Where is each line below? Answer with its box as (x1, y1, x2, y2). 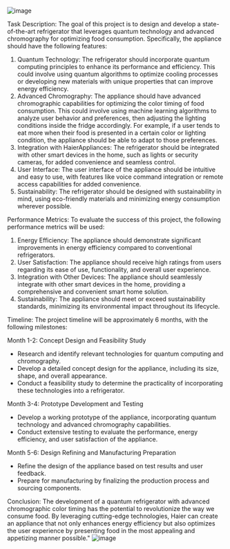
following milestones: (7, 323, 68, 331)
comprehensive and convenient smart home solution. (17, 287, 169, 296)
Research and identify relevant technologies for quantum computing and (17, 349, 224, 358)
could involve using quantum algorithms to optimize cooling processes (17, 70, 219, 78)
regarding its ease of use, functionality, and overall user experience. (17, 266, 211, 273)
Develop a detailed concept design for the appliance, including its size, (17, 365, 219, 372)
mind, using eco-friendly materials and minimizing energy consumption (17, 195, 220, 203)
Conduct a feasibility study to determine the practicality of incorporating (17, 379, 223, 387)
